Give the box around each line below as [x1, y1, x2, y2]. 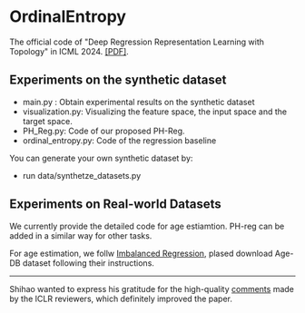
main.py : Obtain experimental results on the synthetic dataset [22, 96, 255, 107]
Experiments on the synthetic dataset [9, 73, 227, 88]
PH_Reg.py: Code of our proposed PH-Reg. [22, 125, 185, 136]
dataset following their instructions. [22, 257, 154, 269]
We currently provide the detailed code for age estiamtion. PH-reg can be [9, 220, 285, 231]
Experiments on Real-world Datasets [9, 197, 222, 212]
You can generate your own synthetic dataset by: [9, 152, 193, 163]
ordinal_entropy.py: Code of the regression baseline [22, 134, 217, 146]
